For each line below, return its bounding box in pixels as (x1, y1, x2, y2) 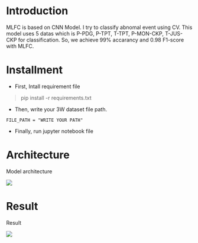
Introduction (6, 4, 69, 18)
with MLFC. (6, 43, 34, 50)
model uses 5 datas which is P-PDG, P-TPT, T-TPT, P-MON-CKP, (6, 30, 164, 37)
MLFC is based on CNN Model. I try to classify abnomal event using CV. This (6, 24, 193, 31)
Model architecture (6, 167, 53, 175)
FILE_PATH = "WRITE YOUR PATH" (6, 117, 83, 123)
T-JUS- (164, 30, 183, 37)
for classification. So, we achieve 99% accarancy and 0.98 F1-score (18, 36, 184, 43)
